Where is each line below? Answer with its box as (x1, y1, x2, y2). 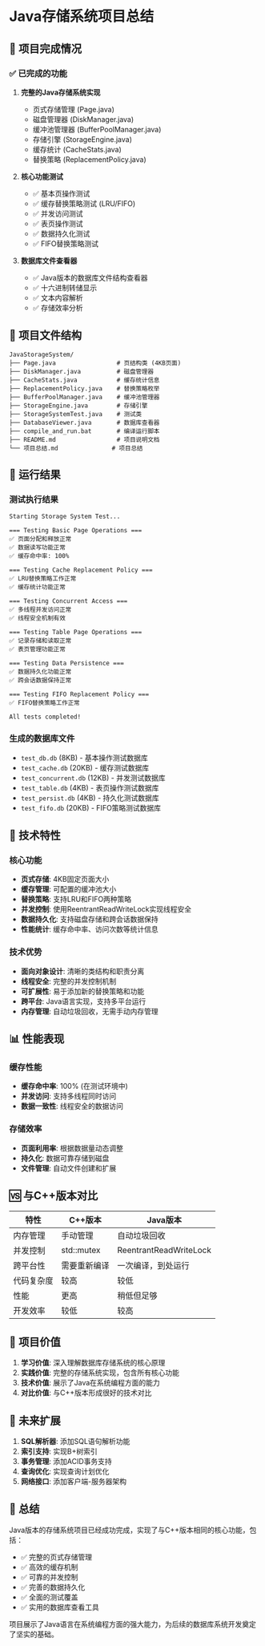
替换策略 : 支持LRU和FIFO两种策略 (20, 895, 132, 904)
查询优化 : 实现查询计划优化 (20, 1466, 110, 1476)
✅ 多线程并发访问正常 (9, 606, 72, 614)
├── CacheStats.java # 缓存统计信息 (9, 376, 160, 384)
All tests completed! (9, 713, 82, 722)
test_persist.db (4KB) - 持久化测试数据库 (20, 793, 159, 803)
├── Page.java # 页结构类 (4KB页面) (9, 358, 182, 367)
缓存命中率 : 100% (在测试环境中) (20, 1082, 129, 1091)
